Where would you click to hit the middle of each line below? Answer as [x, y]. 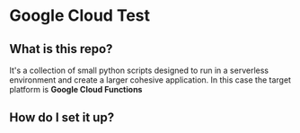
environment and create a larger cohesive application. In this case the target [150, 80]
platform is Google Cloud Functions [76, 89]
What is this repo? [61, 49]
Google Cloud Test [80, 16]
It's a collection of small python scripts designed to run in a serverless [139, 70]
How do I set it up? [62, 118]
